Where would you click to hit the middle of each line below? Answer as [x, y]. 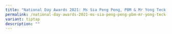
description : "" [23, 24]
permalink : [17, 14]
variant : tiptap [23, 19]
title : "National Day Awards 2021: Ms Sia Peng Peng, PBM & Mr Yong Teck [86, 10]
